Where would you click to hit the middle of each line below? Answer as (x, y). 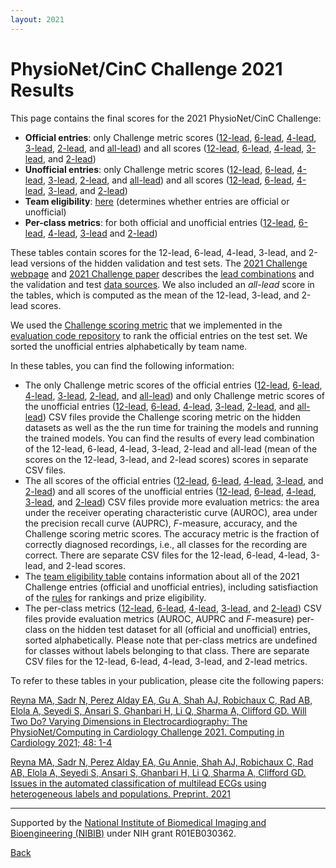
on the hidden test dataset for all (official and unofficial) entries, (179, 629)
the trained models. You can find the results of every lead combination (169, 438)
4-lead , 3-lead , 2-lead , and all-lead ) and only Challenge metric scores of (175, 395)
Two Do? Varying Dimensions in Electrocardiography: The (129, 721)
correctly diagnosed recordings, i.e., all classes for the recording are (166, 544)
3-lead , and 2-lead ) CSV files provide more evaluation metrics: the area (172, 502)
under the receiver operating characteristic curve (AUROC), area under (171, 512)
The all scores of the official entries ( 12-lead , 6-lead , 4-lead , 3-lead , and (174, 480)
